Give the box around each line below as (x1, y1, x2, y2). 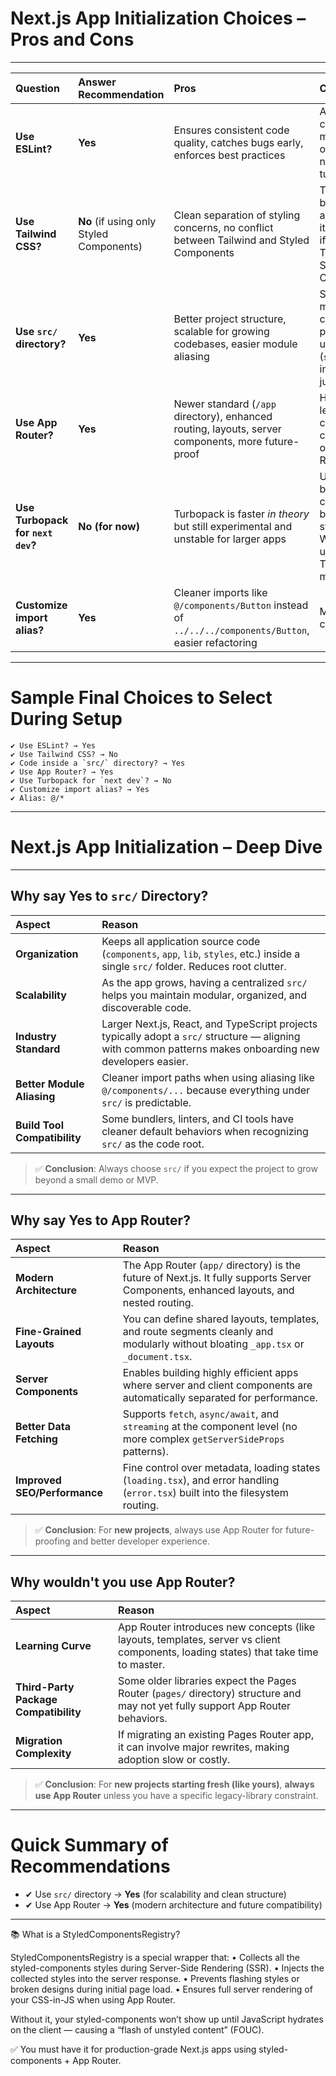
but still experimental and (173, 519, 293, 533)
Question (15, 81, 60, 95)
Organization (15, 947, 79, 961)
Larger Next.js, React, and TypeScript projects (101, 1017, 318, 1031)
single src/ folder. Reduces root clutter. (101, 959, 287, 973)
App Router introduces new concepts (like (118, 1620, 316, 1634)
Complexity (15, 1747, 72, 1761)
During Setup (10, 708, 123, 731)
